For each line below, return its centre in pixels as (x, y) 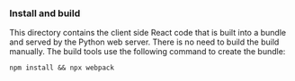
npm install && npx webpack (62, 68)
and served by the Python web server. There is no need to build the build (144, 42)
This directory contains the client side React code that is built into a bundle (147, 33)
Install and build (45, 13)
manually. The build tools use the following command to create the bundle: (147, 52)
